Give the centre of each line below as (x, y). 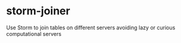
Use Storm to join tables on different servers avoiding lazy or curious (91, 27)
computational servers (34, 33)
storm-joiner (38, 11)
